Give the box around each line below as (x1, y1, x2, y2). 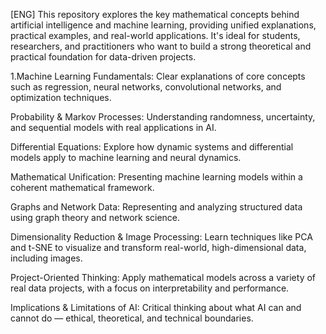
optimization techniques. (10, 92, 112, 103)
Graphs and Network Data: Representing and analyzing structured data (10, 201, 303, 213)
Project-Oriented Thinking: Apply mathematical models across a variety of (10, 272, 317, 283)
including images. (10, 252, 83, 264)
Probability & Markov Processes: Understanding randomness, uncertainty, (10, 111, 316, 123)
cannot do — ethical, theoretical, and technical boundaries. (10, 312, 254, 324)
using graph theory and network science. (10, 212, 181, 223)
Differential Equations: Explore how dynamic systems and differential (10, 141, 294, 153)
